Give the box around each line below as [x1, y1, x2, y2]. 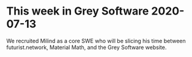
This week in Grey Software [6, 4, 149, 18]
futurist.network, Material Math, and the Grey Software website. [6, 44, 167, 51]
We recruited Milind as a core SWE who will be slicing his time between [6, 37, 186, 44]
